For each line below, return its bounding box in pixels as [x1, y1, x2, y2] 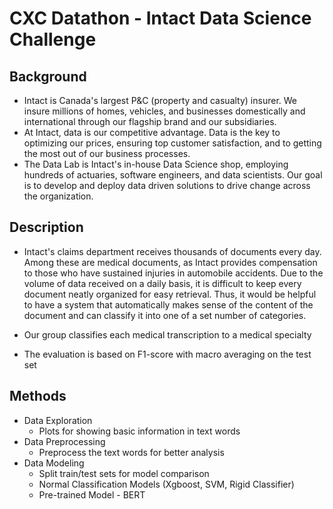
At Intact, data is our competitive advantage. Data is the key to [23, 127, 281, 138]
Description [9, 219, 84, 236]
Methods [9, 388, 67, 405]
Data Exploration [23, 414, 93, 426]
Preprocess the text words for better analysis [38, 446, 225, 458]
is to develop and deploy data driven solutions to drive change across [23, 180, 311, 191]
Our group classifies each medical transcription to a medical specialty [23, 328, 312, 341]
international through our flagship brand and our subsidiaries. [23, 116, 277, 127]
